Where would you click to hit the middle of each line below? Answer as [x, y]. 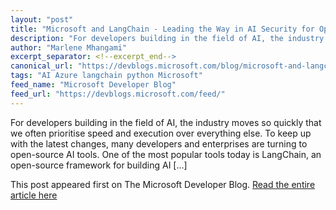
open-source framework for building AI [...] [99, 165]
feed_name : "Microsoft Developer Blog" [93, 85]
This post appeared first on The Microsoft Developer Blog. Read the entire [163, 184]
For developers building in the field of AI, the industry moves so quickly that [166, 122]
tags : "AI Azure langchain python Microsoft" [106, 76]
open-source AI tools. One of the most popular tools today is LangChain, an [166, 154]
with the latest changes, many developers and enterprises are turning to [159, 143]
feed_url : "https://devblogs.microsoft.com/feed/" [118, 94]
